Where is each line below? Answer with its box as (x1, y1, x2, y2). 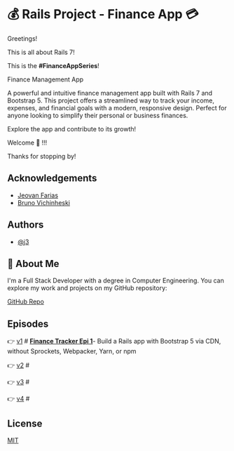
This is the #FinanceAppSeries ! (7, 61, 99, 70)
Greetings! (7, 34, 38, 43)
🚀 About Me (7, 258, 60, 270)
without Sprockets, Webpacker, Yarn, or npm (7, 347, 137, 355)
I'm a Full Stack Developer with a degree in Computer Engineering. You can (7, 276, 224, 285)
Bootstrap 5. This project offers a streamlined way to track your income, (7, 96, 215, 105)
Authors (7, 219, 44, 231)
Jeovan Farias (17, 191, 58, 200)
